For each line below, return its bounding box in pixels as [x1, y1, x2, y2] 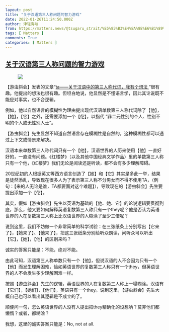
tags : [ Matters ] [5, 31, 44, 36]
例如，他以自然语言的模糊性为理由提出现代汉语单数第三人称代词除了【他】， [5, 107, 162, 113]
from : [5, 26, 17, 31]
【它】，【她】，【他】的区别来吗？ [5, 236, 71, 242]
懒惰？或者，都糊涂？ [5, 310, 49, 316]
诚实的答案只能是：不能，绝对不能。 [5, 246, 80, 253]
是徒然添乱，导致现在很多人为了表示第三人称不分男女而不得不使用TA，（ [5, 177, 154, 183]
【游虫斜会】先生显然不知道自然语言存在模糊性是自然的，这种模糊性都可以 [5, 130, 159, 136]
